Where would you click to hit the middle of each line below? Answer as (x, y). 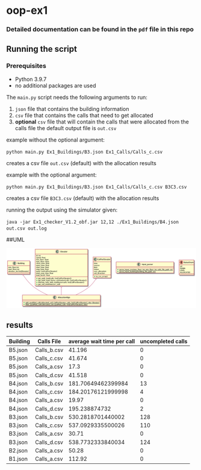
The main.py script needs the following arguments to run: (77, 97)
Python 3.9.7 (31, 79)
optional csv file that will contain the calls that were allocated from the (102, 122)
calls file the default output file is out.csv (66, 128)
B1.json (18, 459)
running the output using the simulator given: (62, 210)
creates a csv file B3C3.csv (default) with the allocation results (83, 198)
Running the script (42, 49)
